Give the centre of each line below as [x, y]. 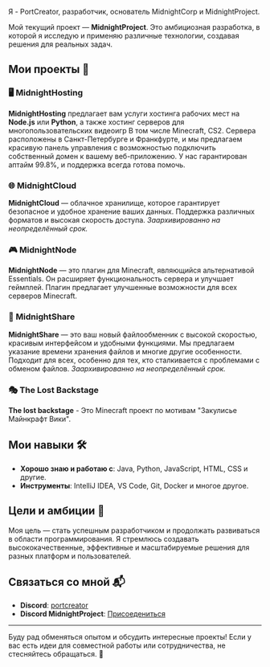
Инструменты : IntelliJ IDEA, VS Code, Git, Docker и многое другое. [134, 485]
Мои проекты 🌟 [49, 70]
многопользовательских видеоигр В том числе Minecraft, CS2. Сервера [132, 130]
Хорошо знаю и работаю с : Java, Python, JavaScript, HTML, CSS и [134, 469]
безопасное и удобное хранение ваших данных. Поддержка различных [132, 211]
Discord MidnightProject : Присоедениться [93, 614]
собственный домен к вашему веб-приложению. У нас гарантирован [128, 156]
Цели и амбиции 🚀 [57, 511]
